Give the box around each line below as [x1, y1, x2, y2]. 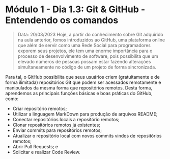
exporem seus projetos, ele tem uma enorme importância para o [17, 48, 153, 54]
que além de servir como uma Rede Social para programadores [17, 42, 151, 48]
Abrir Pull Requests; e [12, 143, 59, 149]
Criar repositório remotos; [12, 105, 67, 111]
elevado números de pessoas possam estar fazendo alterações [17, 58, 151, 64]
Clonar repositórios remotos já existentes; [12, 122, 101, 128]
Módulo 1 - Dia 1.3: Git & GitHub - [5, 4, 146, 15]
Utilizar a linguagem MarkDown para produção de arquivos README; [12, 111, 158, 117]
